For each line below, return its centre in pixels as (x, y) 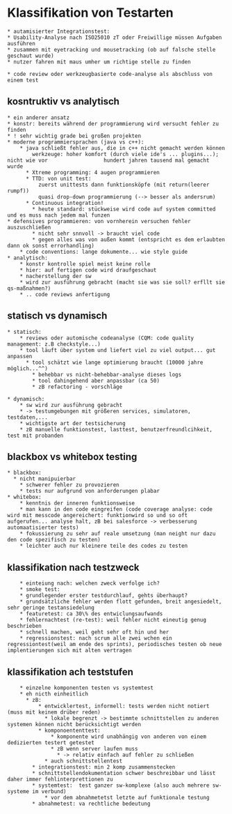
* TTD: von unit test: (58, 178)
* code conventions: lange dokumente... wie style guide (104, 252)
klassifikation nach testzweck (73, 567)
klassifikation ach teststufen (71, 671)
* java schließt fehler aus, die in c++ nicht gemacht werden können (123, 148)
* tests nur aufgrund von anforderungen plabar (90, 491)
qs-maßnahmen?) (29, 288)
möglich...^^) (28, 368)
